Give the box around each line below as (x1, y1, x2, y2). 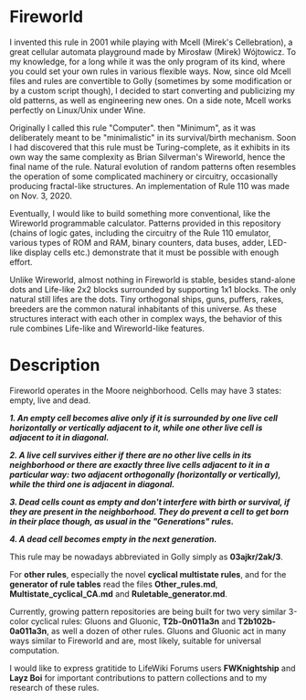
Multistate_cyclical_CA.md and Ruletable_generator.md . (9, 588, 228, 599)
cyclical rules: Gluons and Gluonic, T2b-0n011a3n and (30, 615, 236, 627)
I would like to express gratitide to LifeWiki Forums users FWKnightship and (9, 663, 296, 673)
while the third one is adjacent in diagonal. (9, 478, 175, 490)
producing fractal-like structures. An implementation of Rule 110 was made (9, 180, 290, 191)
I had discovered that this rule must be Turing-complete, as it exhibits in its (9, 142, 290, 153)
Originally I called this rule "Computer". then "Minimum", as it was (9, 122, 256, 133)
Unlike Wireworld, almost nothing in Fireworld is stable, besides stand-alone (9, 274, 296, 285)
